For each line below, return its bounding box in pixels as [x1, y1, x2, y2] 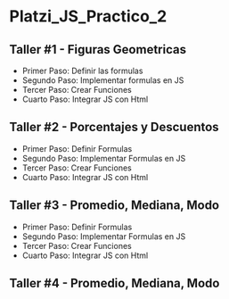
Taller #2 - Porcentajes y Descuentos [9, 120, 220, 135]
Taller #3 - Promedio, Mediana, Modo [9, 198, 220, 213]
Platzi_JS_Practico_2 [9, 6, 168, 27]
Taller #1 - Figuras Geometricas [9, 42, 187, 57]
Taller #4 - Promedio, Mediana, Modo [9, 276, 220, 291]
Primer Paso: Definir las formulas [21, 65, 143, 76]
